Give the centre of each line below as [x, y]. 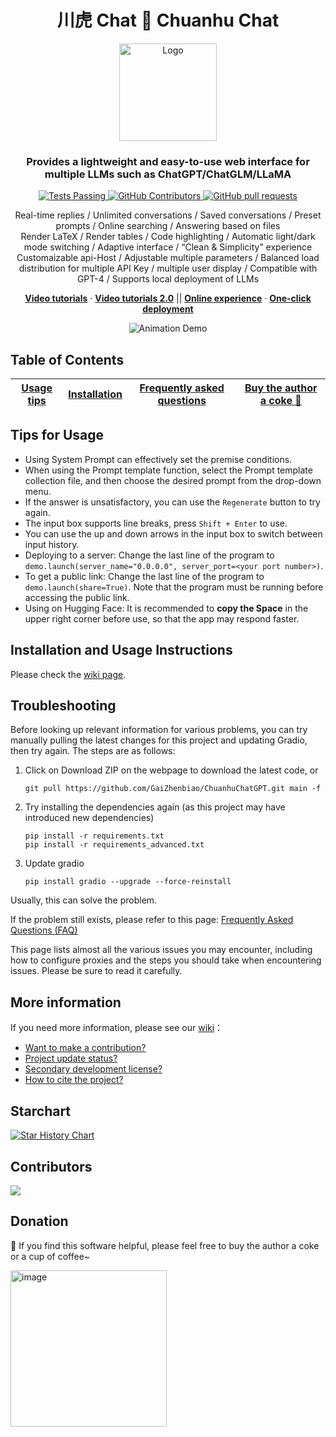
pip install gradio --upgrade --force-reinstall [128, 882]
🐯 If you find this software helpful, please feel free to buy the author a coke [165, 1245]
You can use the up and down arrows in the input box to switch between [173, 533]
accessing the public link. [77, 597]
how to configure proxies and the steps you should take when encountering [166, 960]
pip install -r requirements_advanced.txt [114, 845]
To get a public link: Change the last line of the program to [144, 576]
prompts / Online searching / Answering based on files [168, 226]
